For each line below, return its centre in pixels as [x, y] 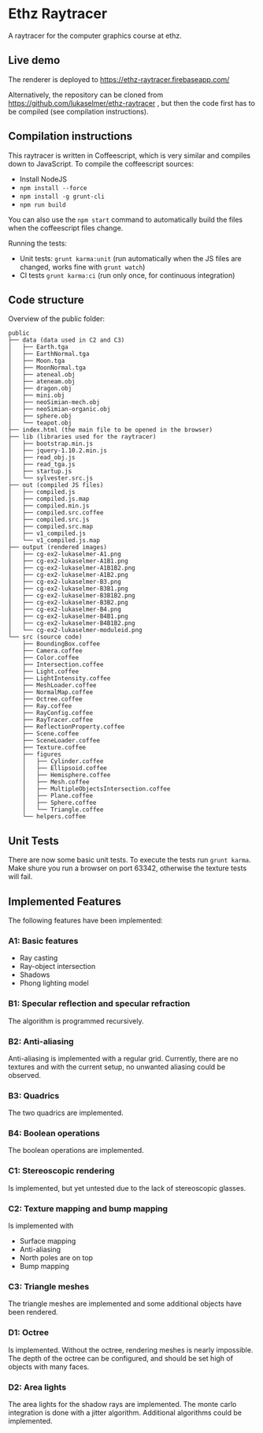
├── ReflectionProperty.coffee [74, 727]
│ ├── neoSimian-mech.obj [54, 402]
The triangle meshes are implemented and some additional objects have [125, 1304]
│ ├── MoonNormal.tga [47, 368]
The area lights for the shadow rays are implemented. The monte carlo [122, 1404]
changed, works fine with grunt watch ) [82, 267]
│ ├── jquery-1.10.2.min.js [58, 451]
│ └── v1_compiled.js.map [54, 541]
